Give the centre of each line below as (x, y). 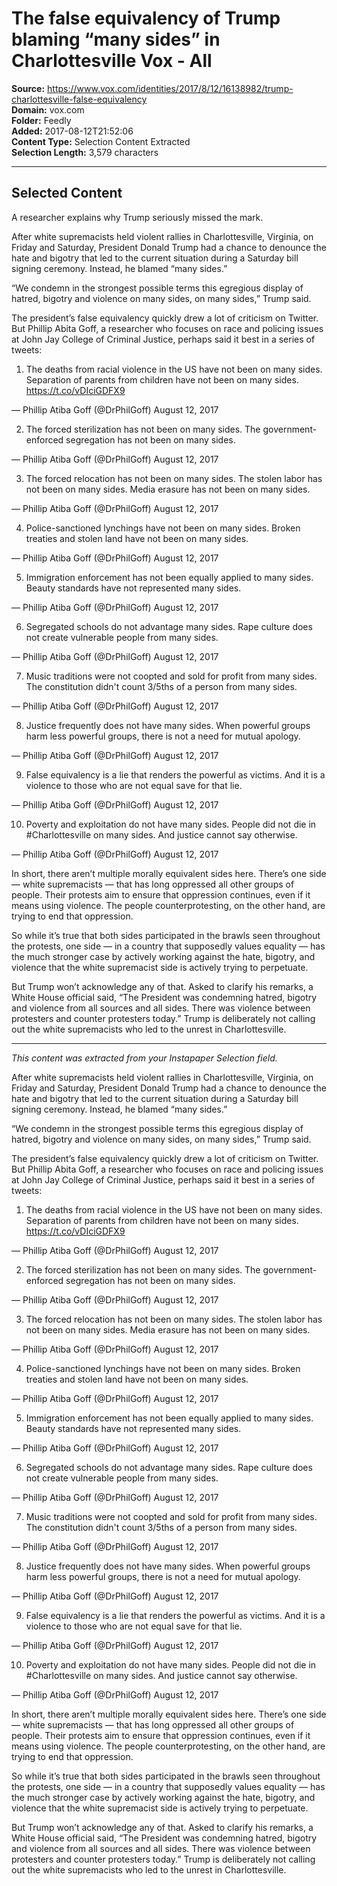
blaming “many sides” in (116, 39)
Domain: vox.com (48, 109)
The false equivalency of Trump (146, 18)
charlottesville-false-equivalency (79, 99)
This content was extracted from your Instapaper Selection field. (144, 1058)
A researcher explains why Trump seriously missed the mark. (137, 217)
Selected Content (67, 193)
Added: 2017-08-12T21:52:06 (72, 131)
